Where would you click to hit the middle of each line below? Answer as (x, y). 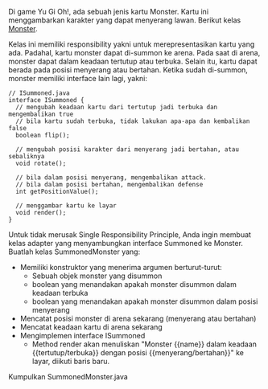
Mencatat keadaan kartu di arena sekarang (91, 327)
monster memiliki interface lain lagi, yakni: (78, 78)
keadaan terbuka (60, 293)
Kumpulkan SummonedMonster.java (68, 377)
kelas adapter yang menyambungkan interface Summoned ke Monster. (126, 243)
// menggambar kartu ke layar (66, 206)
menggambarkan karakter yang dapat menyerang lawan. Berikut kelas (125, 20)
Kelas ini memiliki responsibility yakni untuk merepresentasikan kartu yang (132, 44)
